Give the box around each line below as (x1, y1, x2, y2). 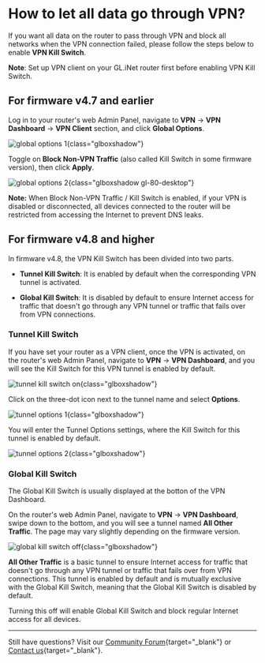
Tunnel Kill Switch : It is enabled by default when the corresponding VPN (19, 269, 256, 279)
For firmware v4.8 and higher (8, 233, 155, 246)
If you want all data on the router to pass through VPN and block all (8, 31, 226, 40)
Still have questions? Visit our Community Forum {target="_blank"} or (8, 637, 232, 647)
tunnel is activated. (19, 277, 82, 287)
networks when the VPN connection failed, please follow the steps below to (8, 39, 254, 48)
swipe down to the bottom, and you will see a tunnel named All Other (8, 519, 233, 528)
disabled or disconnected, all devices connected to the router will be (8, 201, 231, 211)
